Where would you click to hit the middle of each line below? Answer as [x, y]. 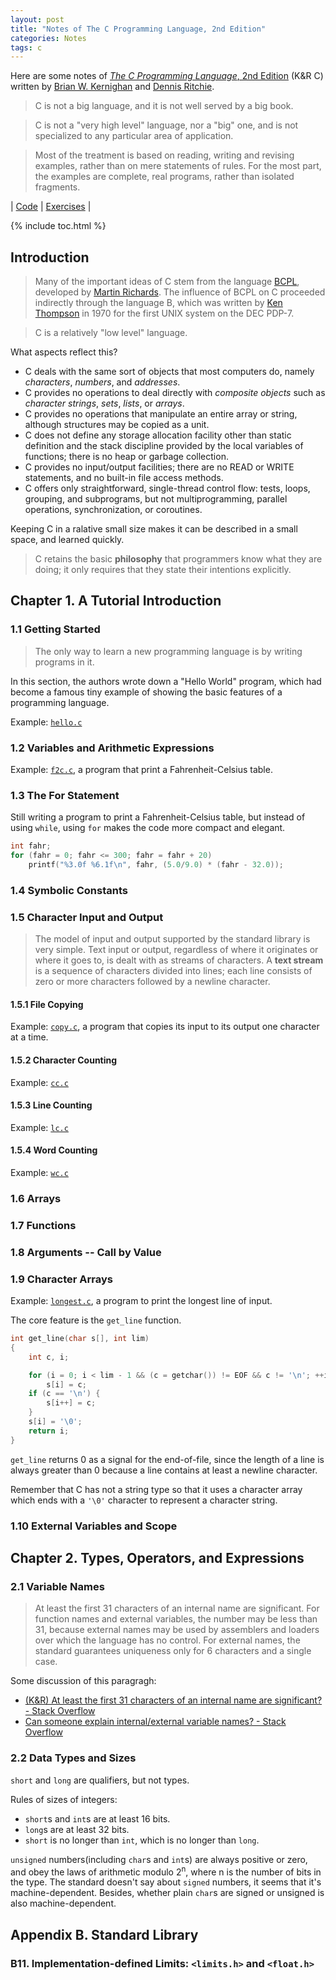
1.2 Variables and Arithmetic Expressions [112, 748]
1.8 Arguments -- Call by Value [86, 1252]
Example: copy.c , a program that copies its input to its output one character [165, 1027]
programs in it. [64, 662]
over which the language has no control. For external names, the [167, 1640]
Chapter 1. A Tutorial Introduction [116, 601]
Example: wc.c [39, 1172]
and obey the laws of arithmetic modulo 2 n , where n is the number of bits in [166, 1871]
